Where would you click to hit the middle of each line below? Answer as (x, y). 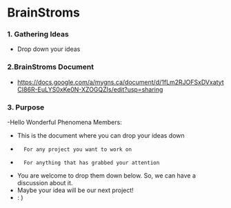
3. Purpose (26, 107)
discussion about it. (45, 183)
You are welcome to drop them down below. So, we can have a (107, 176)
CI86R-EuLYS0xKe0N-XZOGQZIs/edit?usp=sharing (90, 89)
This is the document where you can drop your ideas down (101, 136)
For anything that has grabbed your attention (92, 163)
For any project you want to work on (78, 149)
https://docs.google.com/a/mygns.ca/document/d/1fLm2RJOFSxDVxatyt (120, 82)
